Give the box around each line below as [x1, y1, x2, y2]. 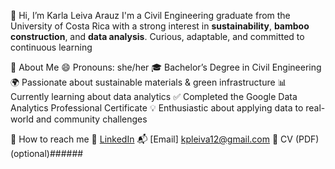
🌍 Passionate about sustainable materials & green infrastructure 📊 [10, 76, 287, 88]
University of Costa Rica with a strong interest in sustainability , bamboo [10, 20, 310, 32]
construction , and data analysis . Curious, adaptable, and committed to [10, 31, 305, 42]
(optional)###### [10, 148, 84, 159]
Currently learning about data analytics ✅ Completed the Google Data [10, 91, 298, 102]
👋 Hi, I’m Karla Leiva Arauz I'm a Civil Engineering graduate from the [10, 10, 291, 21]
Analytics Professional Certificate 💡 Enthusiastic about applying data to [10, 102, 304, 114]
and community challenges [35, 113, 148, 125]
